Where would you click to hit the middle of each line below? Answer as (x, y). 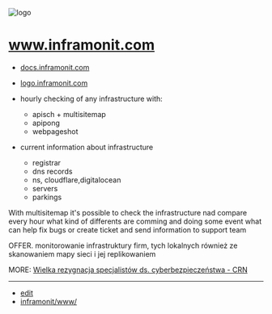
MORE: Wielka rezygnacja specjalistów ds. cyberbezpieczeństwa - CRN (128, 270)
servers (45, 188)
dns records (52, 171)
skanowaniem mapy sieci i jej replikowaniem (82, 253)
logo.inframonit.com (54, 83)
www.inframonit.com (82, 45)
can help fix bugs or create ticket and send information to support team (127, 229)
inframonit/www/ (49, 301)
